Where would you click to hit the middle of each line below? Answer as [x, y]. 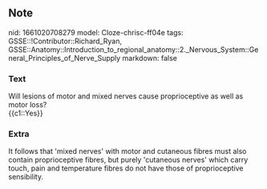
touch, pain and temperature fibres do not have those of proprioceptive [126, 168]
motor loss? [28, 105]
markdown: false [150, 58]
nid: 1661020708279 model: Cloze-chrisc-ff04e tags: [96, 32]
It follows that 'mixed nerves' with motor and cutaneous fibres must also [127, 151]
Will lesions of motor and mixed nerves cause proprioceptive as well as [126, 96]
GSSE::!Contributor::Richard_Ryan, [65, 41]
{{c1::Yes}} [26, 113]
